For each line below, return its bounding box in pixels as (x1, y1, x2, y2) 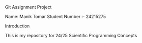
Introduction (5, 23, 30, 29)
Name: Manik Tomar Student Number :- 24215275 (5, 14, 106, 19)
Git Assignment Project (5, 4, 52, 10)
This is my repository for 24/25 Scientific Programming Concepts (5, 33, 137, 38)
